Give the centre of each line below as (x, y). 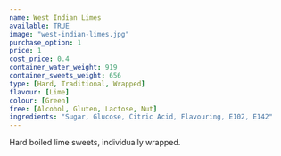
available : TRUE (39, 26)
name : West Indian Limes (55, 17)
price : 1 (25, 51)
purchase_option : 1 (45, 42)
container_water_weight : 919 (63, 68)
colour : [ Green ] (39, 100)
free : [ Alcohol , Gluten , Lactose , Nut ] (83, 109)
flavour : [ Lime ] (39, 92)
